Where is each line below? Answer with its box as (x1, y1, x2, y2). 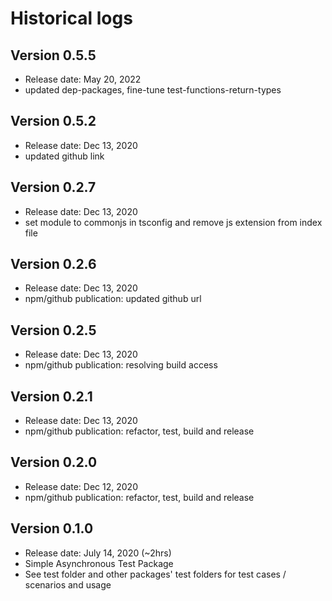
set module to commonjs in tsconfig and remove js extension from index (24, 216, 323, 228)
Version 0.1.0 (10, 520, 94, 537)
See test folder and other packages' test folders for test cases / (24, 568, 287, 580)
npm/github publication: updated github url (24, 293, 202, 305)
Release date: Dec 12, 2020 (24, 480, 138, 492)
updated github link (24, 150, 105, 162)
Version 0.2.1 (10, 388, 93, 405)
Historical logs (10, 7, 133, 30)
